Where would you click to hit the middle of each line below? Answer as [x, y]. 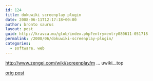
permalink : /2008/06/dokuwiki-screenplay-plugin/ [60, 39]
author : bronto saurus [30, 24]
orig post [15, 73]
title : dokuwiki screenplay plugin [43, 15]
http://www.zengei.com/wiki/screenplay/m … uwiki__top [64, 63]
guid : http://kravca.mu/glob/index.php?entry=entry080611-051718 [76, 34]
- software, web [27, 48]
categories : [18, 44]
